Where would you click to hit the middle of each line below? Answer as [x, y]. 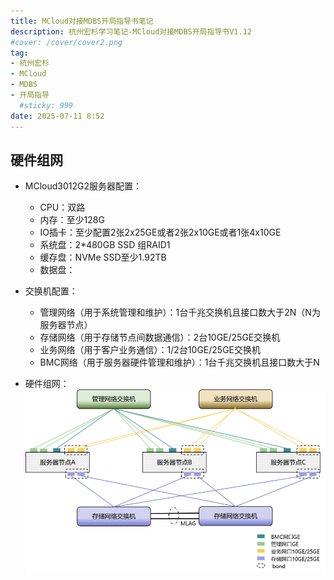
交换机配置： [51, 291]
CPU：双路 [62, 207]
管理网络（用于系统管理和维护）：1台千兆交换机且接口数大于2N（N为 [180, 312]
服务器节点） [66, 325]
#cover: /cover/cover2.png [66, 42]
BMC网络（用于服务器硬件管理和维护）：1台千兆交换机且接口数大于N [179, 362]
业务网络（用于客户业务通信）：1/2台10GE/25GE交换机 [150, 350]
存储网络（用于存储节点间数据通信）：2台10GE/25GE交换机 [160, 337]
